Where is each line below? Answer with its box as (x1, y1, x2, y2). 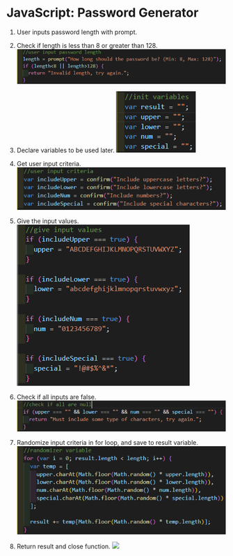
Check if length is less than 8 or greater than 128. (16, 41, 158, 49)
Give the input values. (16, 217, 79, 225)
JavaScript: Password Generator (6, 5, 199, 21)
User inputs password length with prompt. (16, 28, 138, 36)
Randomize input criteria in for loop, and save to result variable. (16, 438, 199, 446)
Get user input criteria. (16, 160, 81, 168)
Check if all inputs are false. (16, 393, 97, 401)
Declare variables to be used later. (16, 146, 115, 154)
